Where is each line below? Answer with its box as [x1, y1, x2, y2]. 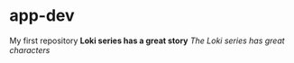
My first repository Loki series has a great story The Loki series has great [9, 35, 286, 46]
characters [9, 44, 51, 55]
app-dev [9, 5, 75, 26]
